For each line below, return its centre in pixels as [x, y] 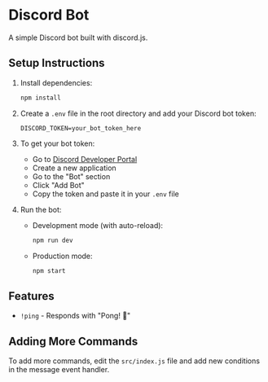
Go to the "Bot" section [71, 176]
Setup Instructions [57, 63]
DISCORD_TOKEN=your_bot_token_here [81, 128]
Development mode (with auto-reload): [98, 225]
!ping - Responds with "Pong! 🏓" [75, 316]
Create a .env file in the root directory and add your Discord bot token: [138, 113]
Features [31, 296]
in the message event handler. [59, 369]
